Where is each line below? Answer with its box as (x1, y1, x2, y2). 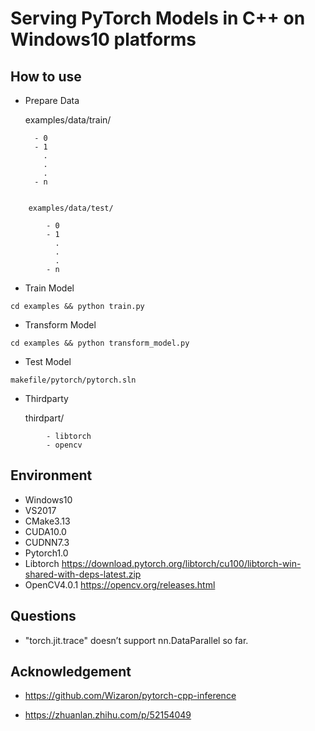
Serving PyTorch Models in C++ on (10, 7, 306, 30)
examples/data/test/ (28, 203, 114, 213)
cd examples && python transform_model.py (10, 338, 190, 348)
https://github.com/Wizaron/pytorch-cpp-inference (24, 690, 237, 702)
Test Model (24, 356, 72, 367)
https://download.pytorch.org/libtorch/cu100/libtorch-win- (61, 557, 302, 569)
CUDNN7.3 (24, 536, 70, 548)
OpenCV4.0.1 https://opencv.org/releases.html (24, 578, 216, 591)
